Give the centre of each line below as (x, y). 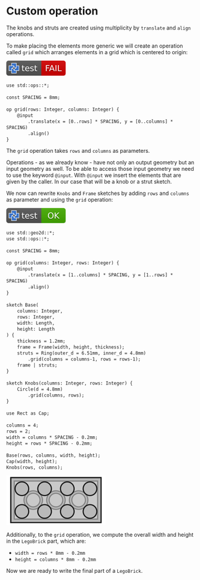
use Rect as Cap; (28, 413)
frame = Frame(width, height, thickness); (71, 347)
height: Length (36, 329)
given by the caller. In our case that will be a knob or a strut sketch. (89, 181)
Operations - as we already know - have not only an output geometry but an (100, 162)
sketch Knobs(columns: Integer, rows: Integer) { (70, 383)
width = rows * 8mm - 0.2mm (50, 553)
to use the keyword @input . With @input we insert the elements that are (94, 175)
